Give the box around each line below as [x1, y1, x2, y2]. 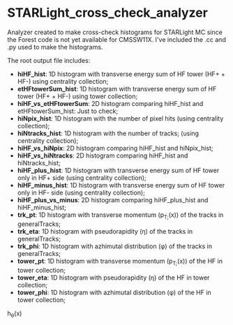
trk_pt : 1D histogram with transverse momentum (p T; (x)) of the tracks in [17, 211, 224, 220]
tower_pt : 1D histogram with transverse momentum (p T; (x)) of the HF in [17, 257, 223, 266]
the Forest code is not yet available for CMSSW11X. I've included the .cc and [7, 35, 227, 43]
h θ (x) [7, 309, 22, 319]
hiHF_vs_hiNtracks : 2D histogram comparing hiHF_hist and [17, 151, 188, 160]
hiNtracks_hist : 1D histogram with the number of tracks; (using [17, 129, 200, 137]
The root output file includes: [7, 56, 91, 64]
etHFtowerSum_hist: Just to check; [17, 107, 119, 115]
